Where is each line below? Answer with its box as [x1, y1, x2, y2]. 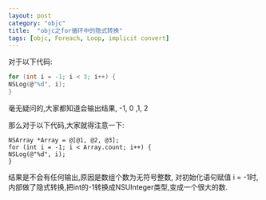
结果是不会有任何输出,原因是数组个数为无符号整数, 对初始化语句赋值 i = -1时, [8, 172, 259, 182]
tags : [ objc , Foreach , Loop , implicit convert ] [8, 34, 170, 42]
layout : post [8, 11, 52, 20]
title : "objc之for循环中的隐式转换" [8, 26, 123, 34]
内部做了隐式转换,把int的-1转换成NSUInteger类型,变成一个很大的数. [8, 182, 228, 192]
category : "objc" [8, 19, 66, 27]
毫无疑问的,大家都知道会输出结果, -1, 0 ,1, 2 [8, 103, 149, 113]
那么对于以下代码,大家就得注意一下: [8, 120, 125, 130]
